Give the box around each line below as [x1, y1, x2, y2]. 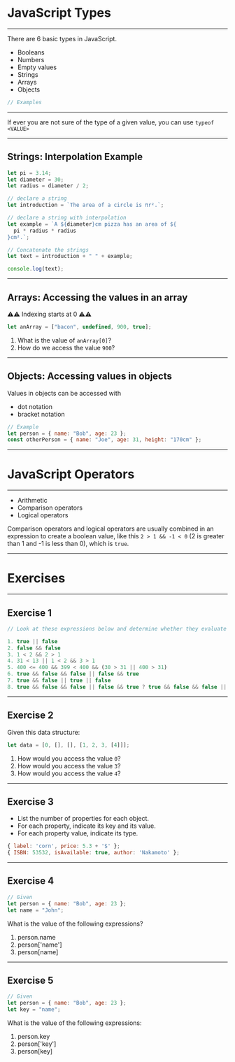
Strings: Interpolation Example [7, 151, 143, 163]
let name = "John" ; [7, 907, 64, 914]
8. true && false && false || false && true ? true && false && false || [7, 683, 227, 690]
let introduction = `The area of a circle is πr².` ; [7, 201, 164, 209]
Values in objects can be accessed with [7, 389, 121, 397]
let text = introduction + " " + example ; [7, 253, 133, 260]
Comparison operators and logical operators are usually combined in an [7, 524, 215, 533]
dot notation [17, 402, 53, 410]
